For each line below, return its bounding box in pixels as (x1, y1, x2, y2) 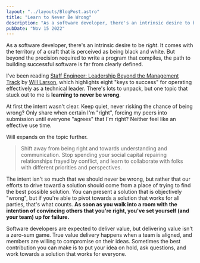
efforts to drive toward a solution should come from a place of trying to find (6, 182, 191, 189)
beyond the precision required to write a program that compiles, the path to (6, 54, 191, 61)
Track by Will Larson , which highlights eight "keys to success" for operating (6, 79, 192, 86)
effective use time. (6, 122, 52, 129)
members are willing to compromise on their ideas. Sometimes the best (6, 238, 181, 245)
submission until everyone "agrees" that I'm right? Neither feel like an (6, 116, 177, 123)
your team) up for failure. (6, 214, 70, 221)
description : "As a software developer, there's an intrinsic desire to (6, 20, 190, 26)
